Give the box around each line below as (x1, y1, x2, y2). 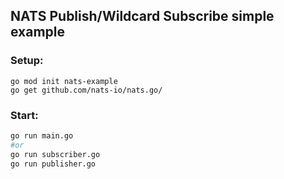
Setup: (10, 54, 44, 68)
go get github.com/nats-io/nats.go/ (10, 85, 163, 95)
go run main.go (10, 130, 74, 141)
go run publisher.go (10, 159, 97, 169)
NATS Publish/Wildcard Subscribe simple (10, 8, 275, 25)
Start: (10, 108, 39, 122)
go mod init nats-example (10, 76, 118, 86)
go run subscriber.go (10, 149, 101, 159)
